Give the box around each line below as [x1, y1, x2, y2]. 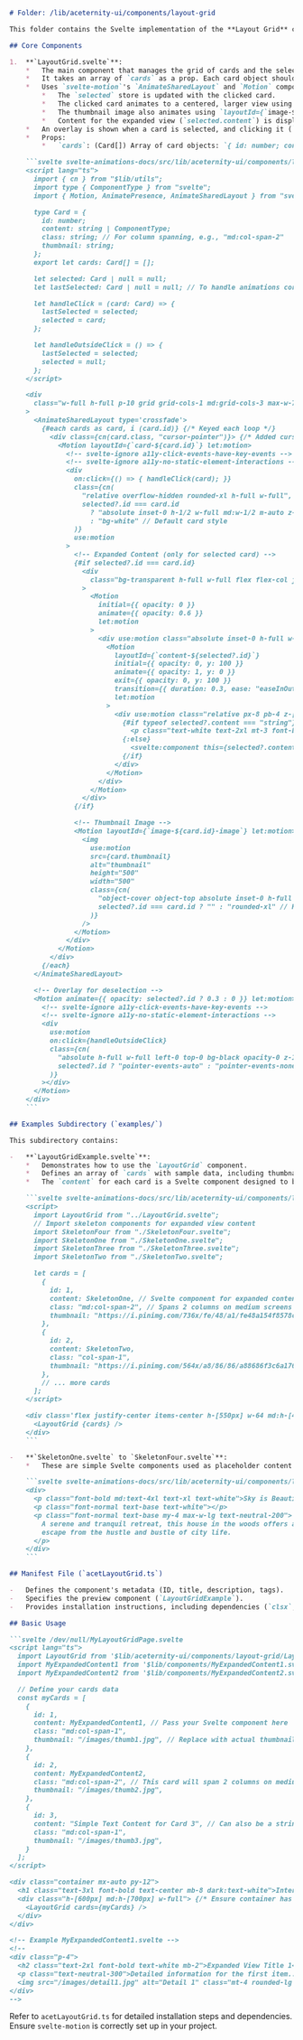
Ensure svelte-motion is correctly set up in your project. [9, 2020, 218, 2032]
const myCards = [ [17, 1693, 87, 1702]
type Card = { [32, 208, 87, 217]
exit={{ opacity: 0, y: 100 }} [114, 676, 232, 686]
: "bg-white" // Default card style [89, 516, 228, 526]
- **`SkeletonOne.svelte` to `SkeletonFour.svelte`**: [9, 1453, 228, 1462]
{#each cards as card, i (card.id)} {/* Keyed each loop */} [41, 424, 277, 433]
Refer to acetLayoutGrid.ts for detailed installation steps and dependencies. [9, 2011, 293, 2022]
